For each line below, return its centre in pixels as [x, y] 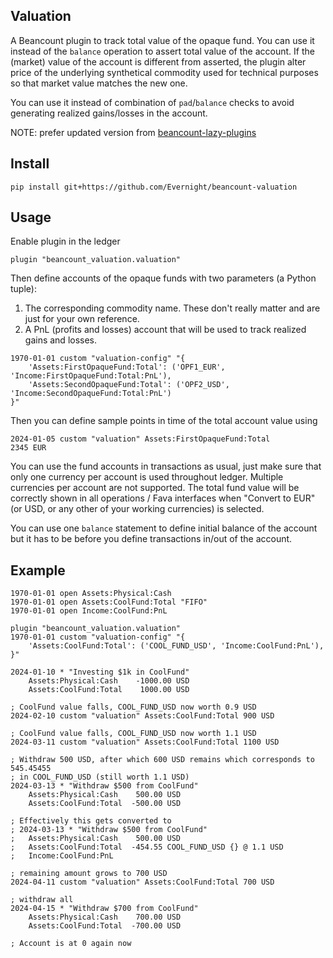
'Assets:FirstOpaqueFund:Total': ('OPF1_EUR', [127, 367]
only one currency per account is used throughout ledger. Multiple [147, 477]
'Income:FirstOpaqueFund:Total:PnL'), [91, 376]
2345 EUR [28, 448]
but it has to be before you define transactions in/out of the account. [151, 539]
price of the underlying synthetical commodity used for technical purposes [164, 72]
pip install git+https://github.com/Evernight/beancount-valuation [154, 187]
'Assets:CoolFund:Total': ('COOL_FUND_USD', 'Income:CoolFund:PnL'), [176, 646]
